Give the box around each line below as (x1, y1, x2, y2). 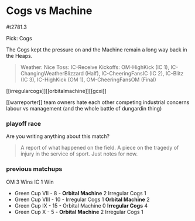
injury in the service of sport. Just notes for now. (20, 150, 138, 157)
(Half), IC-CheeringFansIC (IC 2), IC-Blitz (84, 70, 184, 77)
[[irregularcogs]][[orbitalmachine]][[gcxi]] (6, 87, 107, 94)
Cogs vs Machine (6, 4, 93, 18)
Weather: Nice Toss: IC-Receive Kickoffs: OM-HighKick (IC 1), (20, 63, 170, 71)
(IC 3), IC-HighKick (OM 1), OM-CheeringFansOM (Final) (20, 76, 156, 83)
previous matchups (6, 165, 63, 173)
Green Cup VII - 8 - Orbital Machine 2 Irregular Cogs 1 (14, 189, 146, 196)
